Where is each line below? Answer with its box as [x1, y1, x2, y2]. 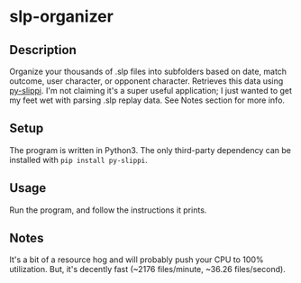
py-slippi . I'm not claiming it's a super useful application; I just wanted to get [9, 86, 293, 96]
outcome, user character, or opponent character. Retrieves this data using [9, 76, 284, 87]
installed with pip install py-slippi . [9, 154, 149, 165]
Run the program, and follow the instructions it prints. [9, 205, 207, 215]
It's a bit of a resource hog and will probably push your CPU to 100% [9, 254, 264, 265]
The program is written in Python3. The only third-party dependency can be [9, 144, 291, 155]
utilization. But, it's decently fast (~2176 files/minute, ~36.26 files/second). [9, 264, 286, 275]
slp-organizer [9, 6, 114, 27]
